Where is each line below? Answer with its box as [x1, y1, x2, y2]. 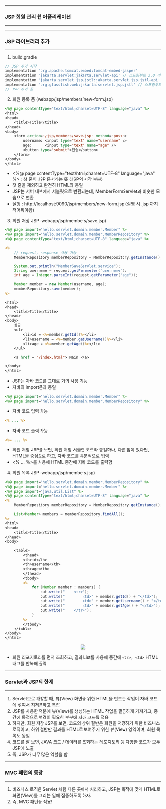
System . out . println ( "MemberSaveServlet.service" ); [14, 264, 121, 269]
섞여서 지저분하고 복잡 [17, 702, 60, 708]
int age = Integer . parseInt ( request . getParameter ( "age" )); [14, 273, 138, 278]
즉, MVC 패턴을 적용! [12, 798, 53, 804]
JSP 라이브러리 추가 [5, 38, 50, 45]
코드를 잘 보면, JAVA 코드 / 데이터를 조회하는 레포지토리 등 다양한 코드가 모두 [12, 739, 161, 745]
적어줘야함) [12, 207, 35, 213]
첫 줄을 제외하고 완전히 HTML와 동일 [12, 182, 83, 188]
